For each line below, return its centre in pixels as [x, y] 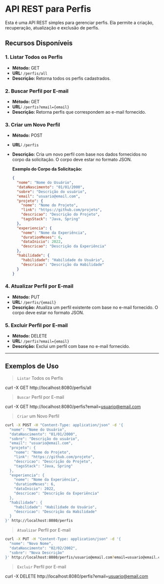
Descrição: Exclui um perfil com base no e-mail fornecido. [71, 346]
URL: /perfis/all [30, 73]
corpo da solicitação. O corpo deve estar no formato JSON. [72, 160]
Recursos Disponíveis [39, 43]
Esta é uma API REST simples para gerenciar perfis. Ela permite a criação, [79, 23]
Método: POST [27, 135]
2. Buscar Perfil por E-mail [37, 91]
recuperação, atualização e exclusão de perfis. [52, 27]
